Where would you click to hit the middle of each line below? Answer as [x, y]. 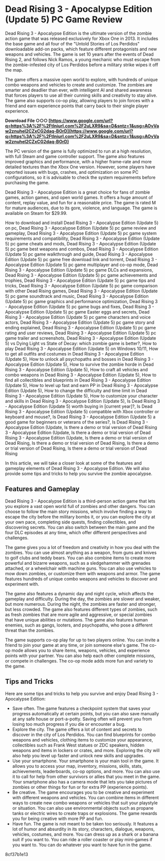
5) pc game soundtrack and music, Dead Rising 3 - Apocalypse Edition [77, 296]
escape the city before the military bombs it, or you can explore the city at [80, 516]
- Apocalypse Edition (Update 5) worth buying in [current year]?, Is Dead [79, 406]
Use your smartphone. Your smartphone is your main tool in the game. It [85, 761]
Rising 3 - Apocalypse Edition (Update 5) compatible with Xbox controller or [82, 411]
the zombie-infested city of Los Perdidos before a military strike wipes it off [82, 65]
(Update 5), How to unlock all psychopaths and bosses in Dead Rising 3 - [79, 359]
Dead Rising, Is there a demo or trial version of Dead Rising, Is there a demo [82, 443]
